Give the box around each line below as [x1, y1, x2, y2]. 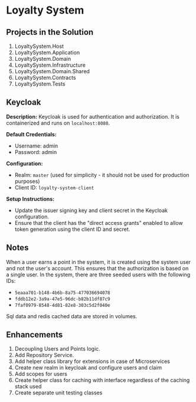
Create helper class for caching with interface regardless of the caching [14, 377, 190, 384]
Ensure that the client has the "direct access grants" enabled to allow [14, 219, 183, 226]
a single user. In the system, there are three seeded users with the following [6, 271, 191, 278]
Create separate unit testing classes [14, 389, 103, 396]
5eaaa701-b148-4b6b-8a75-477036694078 [14, 290, 110, 296]
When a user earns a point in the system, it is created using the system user [6, 258, 191, 266]
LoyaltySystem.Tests [14, 80, 66, 87]
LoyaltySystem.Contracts [14, 74, 76, 81]
